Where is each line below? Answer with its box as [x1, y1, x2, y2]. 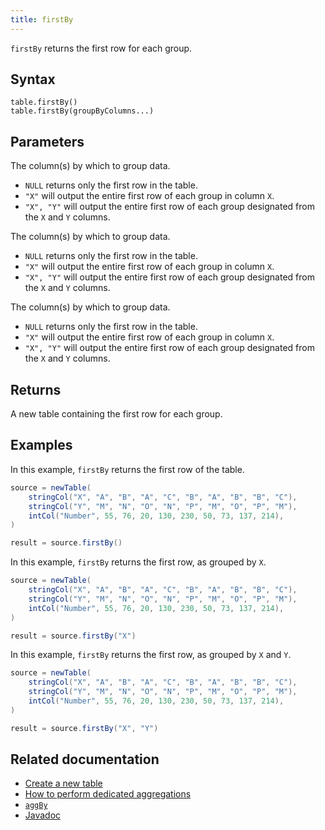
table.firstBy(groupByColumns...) [10, 106, 155, 116]
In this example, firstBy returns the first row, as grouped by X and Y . [10, 649, 292, 661]
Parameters [10, 133, 85, 150]
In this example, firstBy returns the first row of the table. [10, 463, 245, 475]
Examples [10, 437, 73, 454]
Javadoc [24, 809, 62, 821]
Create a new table [24, 777, 103, 790]
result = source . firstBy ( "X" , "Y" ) [10, 723, 159, 733]
